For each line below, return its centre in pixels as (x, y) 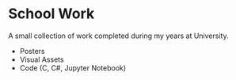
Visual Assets (42, 59)
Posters (32, 51)
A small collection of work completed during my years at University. (118, 36)
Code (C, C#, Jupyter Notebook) (73, 67)
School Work (51, 14)
